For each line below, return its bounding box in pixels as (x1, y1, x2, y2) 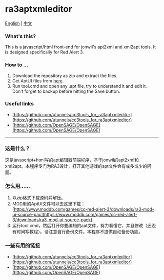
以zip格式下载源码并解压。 (12, 195, 66, 201)
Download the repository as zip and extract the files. (12, 73, 118, 78)
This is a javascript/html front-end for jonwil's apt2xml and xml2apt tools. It (5, 44, 156, 50)
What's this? (5, 33, 36, 40)
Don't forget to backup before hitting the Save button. (12, 88, 121, 94)
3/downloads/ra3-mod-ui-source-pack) (12, 217, 93, 223)
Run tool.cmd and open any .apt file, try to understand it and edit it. (12, 83, 147, 89)
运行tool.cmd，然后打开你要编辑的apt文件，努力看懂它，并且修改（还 (12, 223, 152, 229)
